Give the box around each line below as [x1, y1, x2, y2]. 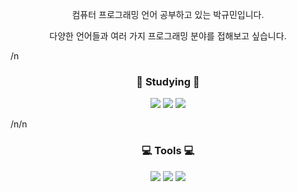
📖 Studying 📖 [136, 74, 200, 88]
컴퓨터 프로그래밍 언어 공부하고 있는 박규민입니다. [71, 9, 265, 20]
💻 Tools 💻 [141, 144, 195, 158]
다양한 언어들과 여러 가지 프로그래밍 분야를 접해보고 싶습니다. [49, 30, 287, 42]
